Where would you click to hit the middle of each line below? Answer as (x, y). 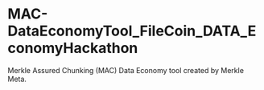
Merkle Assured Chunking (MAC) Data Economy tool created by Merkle (126, 70)
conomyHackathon (73, 48)
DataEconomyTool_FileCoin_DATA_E (132, 31)
